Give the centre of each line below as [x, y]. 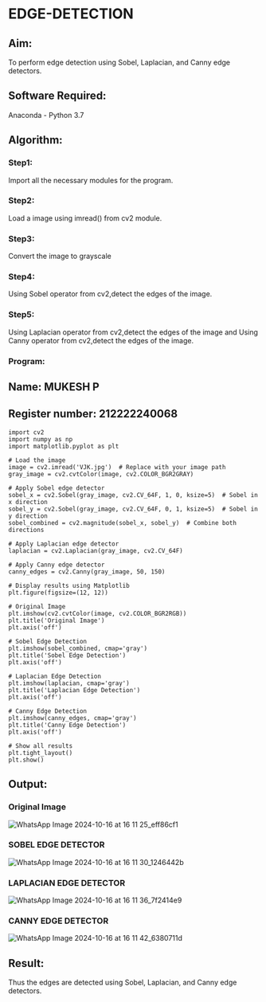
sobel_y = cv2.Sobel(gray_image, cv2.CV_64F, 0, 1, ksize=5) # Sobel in [133, 509]
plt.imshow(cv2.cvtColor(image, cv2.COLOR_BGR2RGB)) [98, 613]
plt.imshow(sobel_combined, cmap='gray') [78, 648]
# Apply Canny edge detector [57, 565]
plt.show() [26, 760]
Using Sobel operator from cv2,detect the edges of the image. [110, 294]
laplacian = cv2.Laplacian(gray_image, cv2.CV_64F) [96, 550]
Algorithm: [35, 140]
